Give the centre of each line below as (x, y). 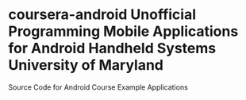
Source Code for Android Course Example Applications (98, 87)
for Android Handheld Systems (112, 48)
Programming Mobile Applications (123, 31)
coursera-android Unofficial (102, 15)
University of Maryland (86, 65)
